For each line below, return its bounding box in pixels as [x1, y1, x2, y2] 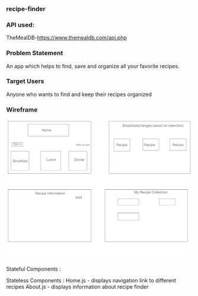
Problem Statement [6, 49, 63, 58]
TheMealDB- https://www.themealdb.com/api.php [6, 34, 127, 42]
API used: [6, 20, 35, 28]
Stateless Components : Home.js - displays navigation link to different [6, 276, 177, 284]
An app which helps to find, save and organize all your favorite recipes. [6, 62, 180, 69]
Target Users [6, 77, 44, 85]
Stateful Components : [6, 265, 61, 272]
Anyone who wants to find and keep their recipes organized [6, 91, 152, 98]
